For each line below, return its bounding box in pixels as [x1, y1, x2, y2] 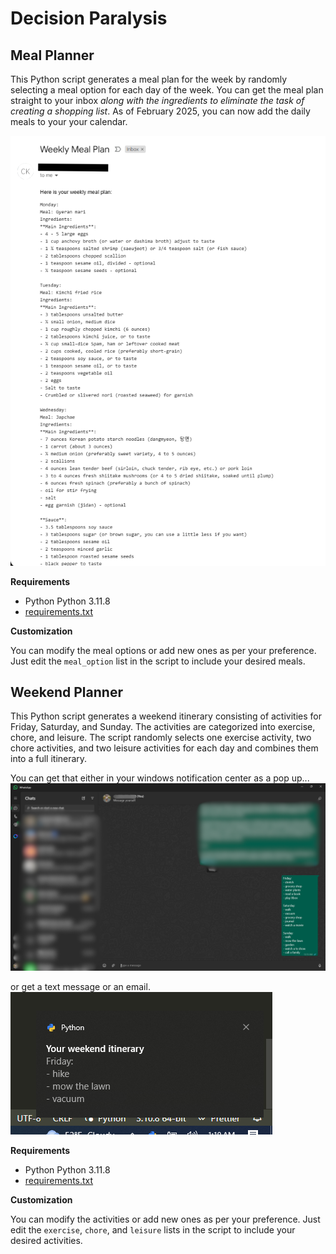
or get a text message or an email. [10, 980, 151, 992]
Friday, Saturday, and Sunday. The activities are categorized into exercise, [10, 721, 316, 733]
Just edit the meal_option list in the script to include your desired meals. [10, 655, 306, 667]
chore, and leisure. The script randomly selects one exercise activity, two [10, 732, 312, 744]
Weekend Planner [10, 684, 123, 701]
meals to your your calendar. [10, 116, 128, 127]
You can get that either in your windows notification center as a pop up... [10, 772, 310, 784]
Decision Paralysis [10, 7, 168, 30]
